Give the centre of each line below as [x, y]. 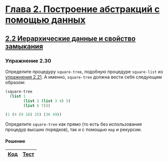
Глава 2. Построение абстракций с [82, 9]
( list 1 [18, 96]
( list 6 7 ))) [37, 106]
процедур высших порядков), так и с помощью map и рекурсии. [74, 130]
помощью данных [45, 20]
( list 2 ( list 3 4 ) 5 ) [47, 101]
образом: [15, 82]
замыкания [24, 46]
